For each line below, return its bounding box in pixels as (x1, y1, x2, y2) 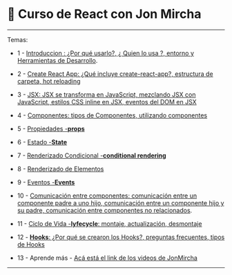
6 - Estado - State (17, 137, 68, 146)
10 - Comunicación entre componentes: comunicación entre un (17, 191, 197, 200)
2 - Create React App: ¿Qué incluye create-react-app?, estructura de (17, 69, 213, 78)
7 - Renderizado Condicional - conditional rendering (17, 151, 167, 160)
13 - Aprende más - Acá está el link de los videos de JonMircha (17, 254, 198, 262)
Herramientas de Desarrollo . (17, 56, 98, 64)
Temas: (7, 35, 28, 44)
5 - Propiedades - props (17, 124, 85, 133)
